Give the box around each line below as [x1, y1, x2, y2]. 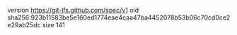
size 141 [42, 21, 65, 29]
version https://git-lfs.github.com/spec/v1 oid [7, 6, 139, 14]
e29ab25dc [7, 21, 41, 29]
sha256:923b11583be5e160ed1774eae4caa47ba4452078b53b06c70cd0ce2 [7, 13, 231, 22]
